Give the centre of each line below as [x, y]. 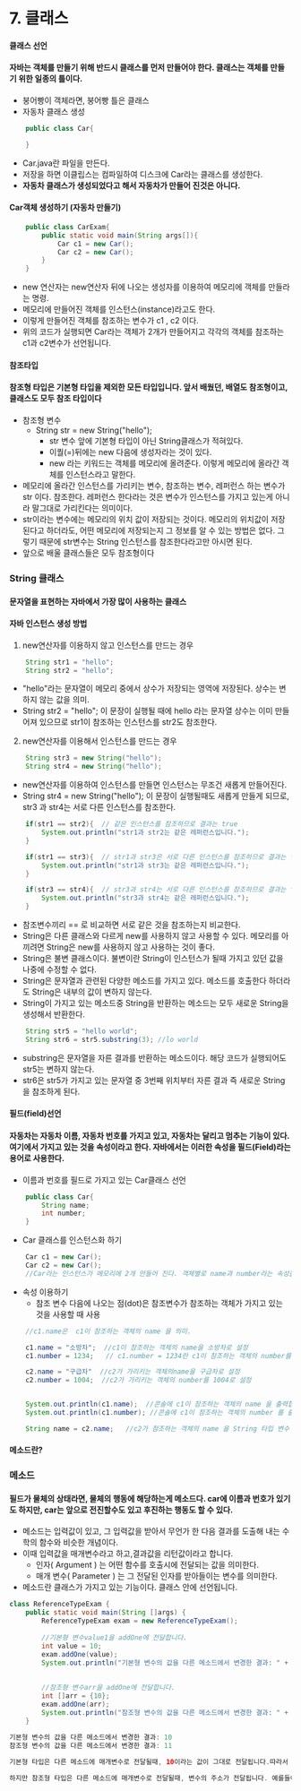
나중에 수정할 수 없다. [59, 969]
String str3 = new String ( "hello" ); [94, 758]
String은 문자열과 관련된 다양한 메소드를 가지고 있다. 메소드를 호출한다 [144, 981]
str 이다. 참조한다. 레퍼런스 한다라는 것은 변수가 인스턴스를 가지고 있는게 [147, 496]
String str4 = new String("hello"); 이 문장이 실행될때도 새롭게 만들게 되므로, [155, 796]
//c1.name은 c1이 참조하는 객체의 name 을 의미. [108, 1331]
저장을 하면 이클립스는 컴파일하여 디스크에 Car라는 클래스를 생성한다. [142, 174]
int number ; [64, 1214]
